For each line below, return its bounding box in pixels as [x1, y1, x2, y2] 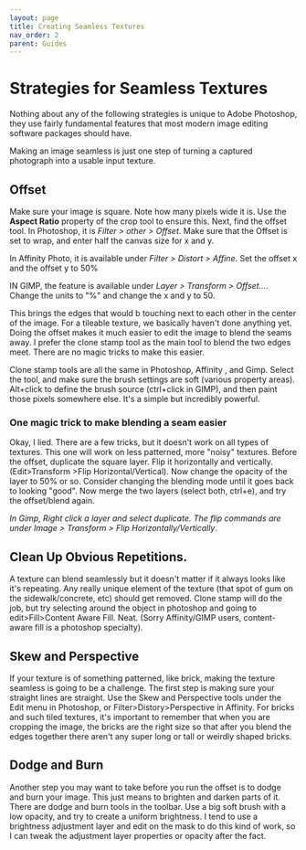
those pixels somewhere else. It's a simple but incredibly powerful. [9, 394, 260, 404]
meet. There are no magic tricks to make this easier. [9, 346, 206, 357]
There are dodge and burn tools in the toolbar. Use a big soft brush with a [9, 801, 286, 812]
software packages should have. [9, 128, 132, 139]
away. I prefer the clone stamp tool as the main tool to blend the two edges [9, 337, 291, 347]
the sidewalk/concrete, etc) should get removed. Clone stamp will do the [9, 593, 283, 604]
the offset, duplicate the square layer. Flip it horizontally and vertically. [9, 456, 274, 467]
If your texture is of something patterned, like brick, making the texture [9, 673, 276, 684]
